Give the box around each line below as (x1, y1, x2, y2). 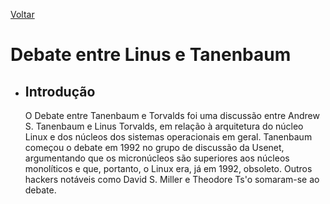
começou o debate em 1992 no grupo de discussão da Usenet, (24, 142, 285, 153)
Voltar (10, 9, 35, 20)
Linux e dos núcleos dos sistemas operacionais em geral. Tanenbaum (24, 131, 313, 143)
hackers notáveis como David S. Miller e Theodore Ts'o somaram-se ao (24, 174, 320, 185)
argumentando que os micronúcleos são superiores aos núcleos (24, 152, 290, 164)
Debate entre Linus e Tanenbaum (10, 44, 292, 66)
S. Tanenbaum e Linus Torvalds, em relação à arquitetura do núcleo (24, 120, 304, 132)
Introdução (24, 83, 96, 100)
